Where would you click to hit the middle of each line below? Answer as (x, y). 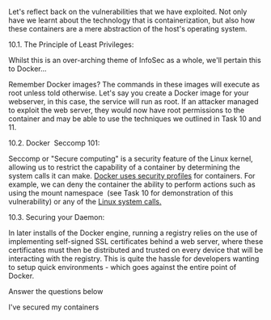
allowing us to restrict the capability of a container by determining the (124, 167)
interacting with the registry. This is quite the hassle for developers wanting (134, 259)
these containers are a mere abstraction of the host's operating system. (128, 29)
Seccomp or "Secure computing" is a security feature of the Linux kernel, (131, 158)
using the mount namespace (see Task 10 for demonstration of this (121, 193)
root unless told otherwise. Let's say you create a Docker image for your (129, 93)
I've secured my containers (54, 307)
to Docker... (28, 69)
